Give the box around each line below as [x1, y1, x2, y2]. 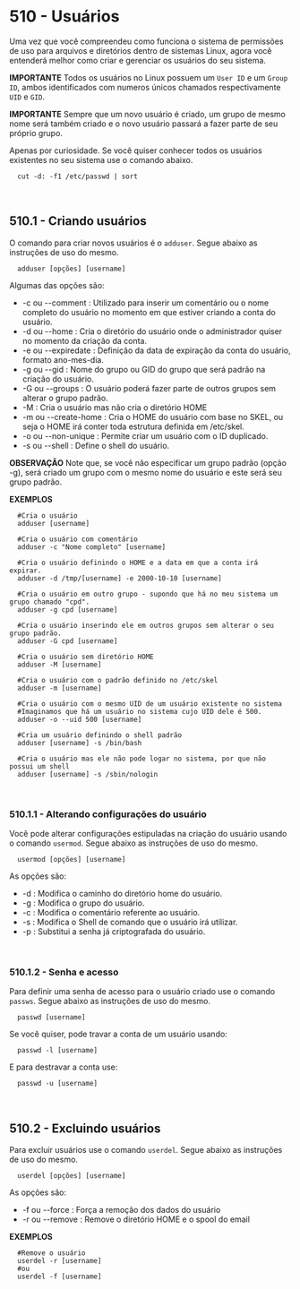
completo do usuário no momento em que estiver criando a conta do [21, 306, 276, 317]
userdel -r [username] [17, 1257, 102, 1266]
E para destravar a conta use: [9, 1061, 118, 1072]
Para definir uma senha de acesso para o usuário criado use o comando [9, 986, 276, 997]
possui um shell [9, 761, 70, 771]
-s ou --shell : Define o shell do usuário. [21, 440, 170, 451]
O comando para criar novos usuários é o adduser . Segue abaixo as [9, 237, 258, 248]
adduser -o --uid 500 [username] [17, 715, 142, 724]
